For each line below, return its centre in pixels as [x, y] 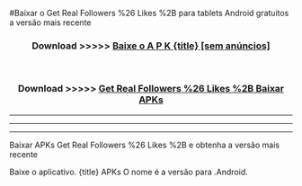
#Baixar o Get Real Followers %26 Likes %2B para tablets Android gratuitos [149, 13]
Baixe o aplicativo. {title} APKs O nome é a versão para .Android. [129, 172]
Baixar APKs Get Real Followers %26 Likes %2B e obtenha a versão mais [145, 145]
